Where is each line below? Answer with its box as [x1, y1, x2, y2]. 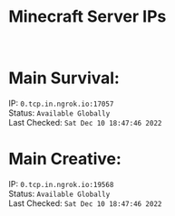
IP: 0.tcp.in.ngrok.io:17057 [8, 98, 114, 108]
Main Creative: [8, 149, 122, 169]
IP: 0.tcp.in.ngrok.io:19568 [8, 178, 114, 189]
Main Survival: [8, 68, 120, 89]
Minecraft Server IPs [8, 6, 167, 27]
